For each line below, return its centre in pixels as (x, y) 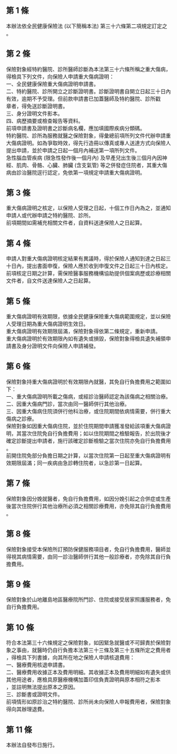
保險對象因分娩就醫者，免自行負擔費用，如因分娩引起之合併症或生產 (88, 498)
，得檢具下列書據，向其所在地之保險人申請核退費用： (71, 658)
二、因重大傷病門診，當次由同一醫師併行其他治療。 (68, 404)
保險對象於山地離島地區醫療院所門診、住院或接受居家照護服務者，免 (88, 600)
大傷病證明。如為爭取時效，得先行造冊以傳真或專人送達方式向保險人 (88, 143)
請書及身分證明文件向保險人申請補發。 (52, 346)
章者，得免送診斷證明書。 (37, 106)
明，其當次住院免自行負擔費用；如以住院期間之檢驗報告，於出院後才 (88, 433)
